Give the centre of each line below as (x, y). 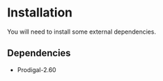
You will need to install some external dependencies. (81, 32)
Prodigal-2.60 (36, 69)
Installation (40, 13)
